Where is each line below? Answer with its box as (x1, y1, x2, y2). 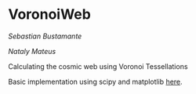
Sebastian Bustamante (8, 31, 82, 41)
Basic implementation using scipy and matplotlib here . (8, 77, 183, 86)
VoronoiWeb (8, 5, 92, 23)
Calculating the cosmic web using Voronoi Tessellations (8, 61, 188, 71)
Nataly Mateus (8, 46, 56, 56)
